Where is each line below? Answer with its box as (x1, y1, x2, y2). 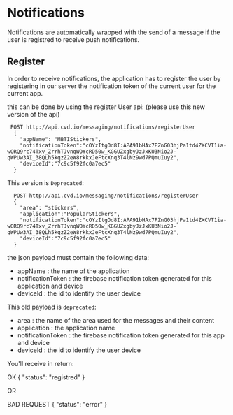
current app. (7, 89, 43, 97)
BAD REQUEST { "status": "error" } (7, 400, 107, 408)
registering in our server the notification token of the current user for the (7, 82, 216, 90)
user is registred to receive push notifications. (7, 35, 140, 43)
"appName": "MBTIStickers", (20, 136, 101, 143)
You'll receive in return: (7, 359, 74, 367)
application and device (17, 282, 83, 290)
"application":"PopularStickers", (20, 210, 120, 217)
